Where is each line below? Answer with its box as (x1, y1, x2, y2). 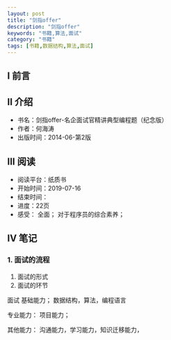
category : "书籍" (7, 36, 56, 43)
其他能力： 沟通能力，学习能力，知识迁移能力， (7, 325, 143, 334)
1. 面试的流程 (7, 255, 50, 265)
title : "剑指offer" (7, 17, 62, 24)
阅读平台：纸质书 (17, 176, 67, 184)
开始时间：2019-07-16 (17, 184, 81, 192)
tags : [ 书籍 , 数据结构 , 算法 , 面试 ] (7, 42, 94, 49)
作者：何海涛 (17, 125, 54, 133)
